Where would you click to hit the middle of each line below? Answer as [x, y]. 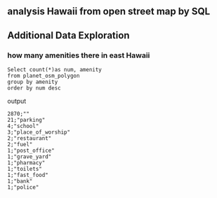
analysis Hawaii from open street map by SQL [109, 12]
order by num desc [34, 88]
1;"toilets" [25, 169]
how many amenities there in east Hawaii [79, 55]
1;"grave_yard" [29, 157]
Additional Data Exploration [68, 35]
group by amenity [33, 82]
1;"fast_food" [28, 175]
